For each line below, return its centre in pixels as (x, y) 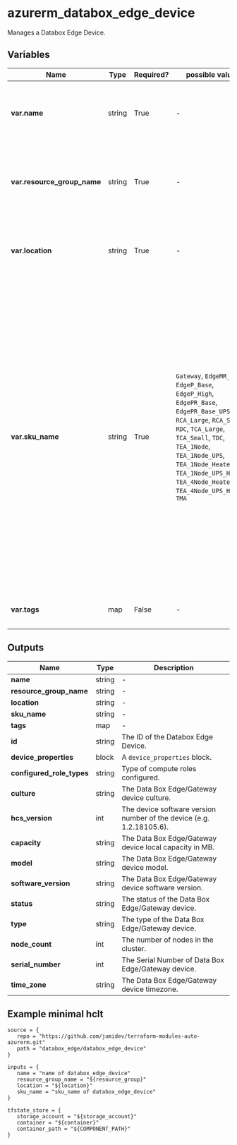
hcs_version (32, 818)
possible (201, 74)
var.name (27, 113)
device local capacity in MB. (168, 847)
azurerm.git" (26, 1043)
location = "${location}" (55, 1086)
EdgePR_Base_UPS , (204, 411)
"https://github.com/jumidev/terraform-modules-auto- (119, 1036)
